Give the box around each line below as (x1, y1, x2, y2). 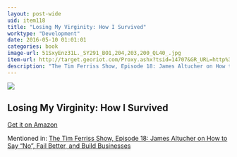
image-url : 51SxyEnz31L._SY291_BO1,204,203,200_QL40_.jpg (7, 50, 181, 57)
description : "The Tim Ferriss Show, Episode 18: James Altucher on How (7, 63, 226, 70)
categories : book (7, 43, 59, 50)
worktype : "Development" (7, 30, 80, 37)
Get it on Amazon (7, 120, 58, 129)
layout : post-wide (7, 10, 61, 18)
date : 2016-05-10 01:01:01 (7, 37, 87, 44)
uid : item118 (7, 17, 46, 24)
